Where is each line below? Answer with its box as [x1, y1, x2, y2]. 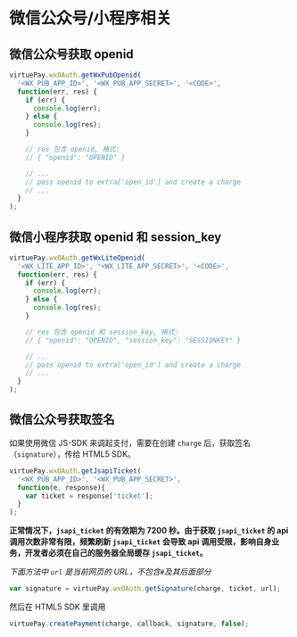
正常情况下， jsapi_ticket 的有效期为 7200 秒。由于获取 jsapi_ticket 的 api [9, 525, 289, 536]
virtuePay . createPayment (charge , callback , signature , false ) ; [9, 619, 250, 628]
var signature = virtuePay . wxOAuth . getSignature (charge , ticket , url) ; [9, 584, 281, 593]
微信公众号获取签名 [9, 412, 115, 427]
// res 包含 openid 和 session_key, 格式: [25, 327, 178, 336]
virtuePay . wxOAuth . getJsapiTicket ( [9, 466, 142, 476]
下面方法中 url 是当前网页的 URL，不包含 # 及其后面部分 [9, 567, 211, 577]
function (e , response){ [17, 483, 105, 492]
